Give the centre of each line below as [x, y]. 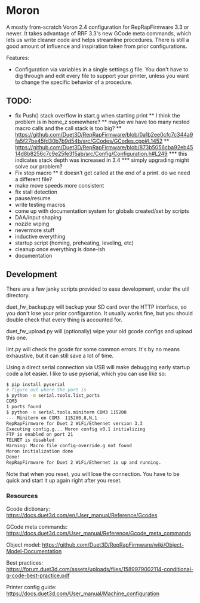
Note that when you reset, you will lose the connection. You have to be [93, 474]
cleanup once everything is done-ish [60, 249]
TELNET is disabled [30, 440]
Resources [22, 496]
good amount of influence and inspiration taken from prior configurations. [97, 46]
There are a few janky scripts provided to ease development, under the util [98, 289]
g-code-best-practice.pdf [38, 575]
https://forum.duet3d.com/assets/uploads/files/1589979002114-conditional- [100, 569]
